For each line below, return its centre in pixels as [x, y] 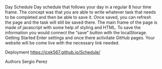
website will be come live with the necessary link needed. [62, 43]
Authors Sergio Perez [26, 62]
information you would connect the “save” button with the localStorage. [76, 33]
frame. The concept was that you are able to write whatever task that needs [81, 12]
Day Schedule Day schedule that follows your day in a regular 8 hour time [78, 7]
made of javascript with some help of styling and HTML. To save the [73, 28]
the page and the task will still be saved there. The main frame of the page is [81, 22]
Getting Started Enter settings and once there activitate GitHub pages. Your [80, 38]
